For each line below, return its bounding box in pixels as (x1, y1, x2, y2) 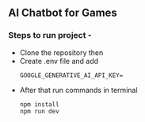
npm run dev (19, 107, 59, 115)
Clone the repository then (19, 47, 104, 57)
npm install (19, 100, 59, 109)
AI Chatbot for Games (8, 6, 117, 20)
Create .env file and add (19, 56, 99, 65)
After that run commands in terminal (19, 85, 138, 94)
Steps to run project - (8, 30, 93, 41)
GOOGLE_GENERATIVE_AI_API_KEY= (19, 71, 124, 79)
